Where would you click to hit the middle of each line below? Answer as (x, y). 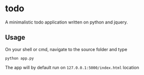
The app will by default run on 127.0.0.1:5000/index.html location (72, 67)
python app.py (20, 58)
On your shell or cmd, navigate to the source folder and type (66, 49)
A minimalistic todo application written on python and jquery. (67, 22)
